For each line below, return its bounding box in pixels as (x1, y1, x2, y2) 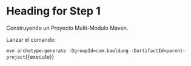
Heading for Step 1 (6, 4, 101, 18)
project (6, 54, 26, 60)
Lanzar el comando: (6, 36, 56, 43)
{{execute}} (25, 53, 55, 60)
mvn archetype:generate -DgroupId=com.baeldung (6, 47, 129, 54)
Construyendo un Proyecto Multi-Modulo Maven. (6, 24, 129, 31)
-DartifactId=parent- (131, 47, 186, 54)
